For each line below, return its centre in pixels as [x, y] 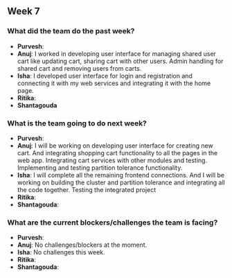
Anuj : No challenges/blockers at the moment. [82, 245]
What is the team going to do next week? [77, 123]
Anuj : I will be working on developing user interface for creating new [115, 146]
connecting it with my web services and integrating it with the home [114, 83]
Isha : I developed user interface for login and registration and [105, 76]
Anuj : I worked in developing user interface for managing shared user [117, 53]
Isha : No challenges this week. [61, 252]
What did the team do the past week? [71, 31]
